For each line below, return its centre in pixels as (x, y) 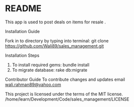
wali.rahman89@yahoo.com (33, 84)
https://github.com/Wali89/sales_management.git (54, 46)
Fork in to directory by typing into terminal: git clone (57, 41)
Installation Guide (22, 31)
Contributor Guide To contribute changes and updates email (65, 79)
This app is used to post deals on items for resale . (55, 22)
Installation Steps (22, 55)
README (23, 9)
